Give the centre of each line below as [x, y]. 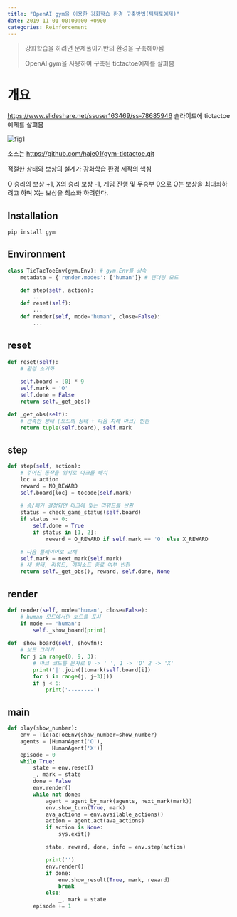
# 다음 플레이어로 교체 [48, 552]
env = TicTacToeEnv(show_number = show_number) [89, 735]
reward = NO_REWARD [49, 486]
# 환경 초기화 [37, 368]
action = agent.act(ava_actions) [95, 821]
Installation [33, 215]
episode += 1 [52, 906]
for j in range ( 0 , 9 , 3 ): [59, 657]
